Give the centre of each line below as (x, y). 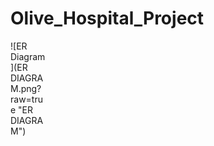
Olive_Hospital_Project (107, 18)
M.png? (26, 88)
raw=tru (26, 99)
